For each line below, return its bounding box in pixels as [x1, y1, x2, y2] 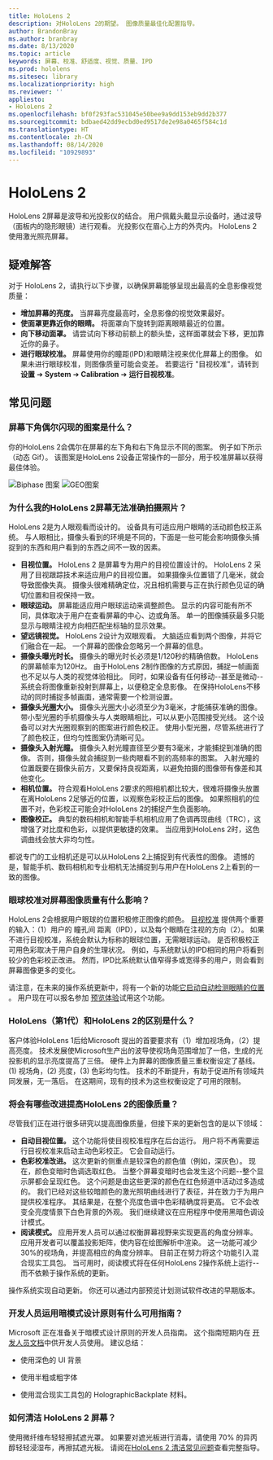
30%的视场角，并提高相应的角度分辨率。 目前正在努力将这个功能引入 [19, 1247, 252, 1257]
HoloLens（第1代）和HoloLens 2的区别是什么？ [8, 1015, 196, 1027]
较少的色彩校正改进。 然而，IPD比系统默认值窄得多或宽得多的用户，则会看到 [8, 955, 264, 965]
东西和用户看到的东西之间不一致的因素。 [29, 542, 165, 552]
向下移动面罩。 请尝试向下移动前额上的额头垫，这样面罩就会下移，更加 [19, 329, 258, 339]
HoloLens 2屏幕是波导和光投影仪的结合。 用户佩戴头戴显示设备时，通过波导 [8, 211, 262, 221]
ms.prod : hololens [8, 65, 71, 73]
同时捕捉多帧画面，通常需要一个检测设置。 [34, 692, 177, 702]
